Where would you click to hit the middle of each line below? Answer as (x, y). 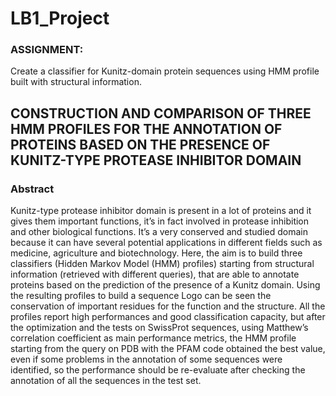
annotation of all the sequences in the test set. (106, 381)
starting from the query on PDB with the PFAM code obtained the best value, (168, 349)
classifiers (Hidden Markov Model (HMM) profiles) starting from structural (162, 264)
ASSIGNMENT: (47, 50)
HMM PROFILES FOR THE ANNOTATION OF (146, 128)
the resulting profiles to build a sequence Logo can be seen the (141, 296)
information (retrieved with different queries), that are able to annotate (155, 274)
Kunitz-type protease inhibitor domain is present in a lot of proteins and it (161, 211)
